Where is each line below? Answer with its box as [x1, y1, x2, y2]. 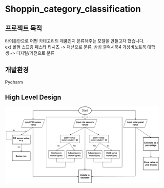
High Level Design [5, 93, 61, 102]
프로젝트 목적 [5, 24, 42, 32]
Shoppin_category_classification [5, 3, 141, 15]
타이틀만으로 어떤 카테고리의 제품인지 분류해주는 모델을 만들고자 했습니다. [5, 38, 145, 43]
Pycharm [5, 79, 23, 85]
